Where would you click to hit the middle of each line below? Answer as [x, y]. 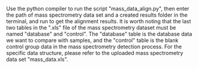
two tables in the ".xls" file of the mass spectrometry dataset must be [91, 27]
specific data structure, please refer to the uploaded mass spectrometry [95, 53]
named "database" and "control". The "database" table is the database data [99, 34]
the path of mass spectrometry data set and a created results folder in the [97, 15]
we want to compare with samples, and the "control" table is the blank [92, 40]
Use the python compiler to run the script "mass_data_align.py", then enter [98, 9]
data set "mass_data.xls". [37, 59]
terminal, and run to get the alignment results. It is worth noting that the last [99, 21]
